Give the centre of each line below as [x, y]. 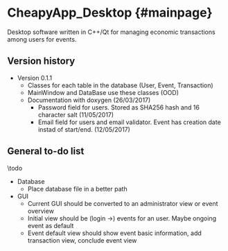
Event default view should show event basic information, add [115, 233]
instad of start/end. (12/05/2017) [84, 129]
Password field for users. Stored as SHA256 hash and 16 [119, 107]
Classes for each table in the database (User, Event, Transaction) [120, 85]
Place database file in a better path [77, 189]
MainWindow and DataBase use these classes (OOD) [103, 92]
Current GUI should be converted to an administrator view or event [123, 203]
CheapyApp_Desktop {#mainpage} [110, 13]
